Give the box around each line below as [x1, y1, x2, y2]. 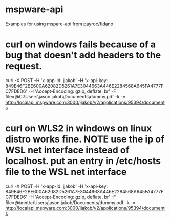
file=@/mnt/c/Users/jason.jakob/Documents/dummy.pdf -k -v [5, 199, 136, 206]
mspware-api [5, 4, 63, 15]
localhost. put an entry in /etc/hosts [5, 155, 161, 167]
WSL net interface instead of [5, 145, 130, 156]
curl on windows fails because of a [5, 38, 156, 50]
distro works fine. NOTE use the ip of [5, 133, 165, 145]
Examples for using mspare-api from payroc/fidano [5, 21, 114, 27]
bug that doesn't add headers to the [5, 50, 161, 61]
